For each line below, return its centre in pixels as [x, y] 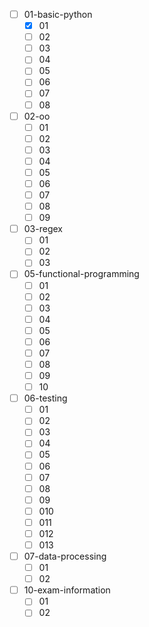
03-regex [43, 229]
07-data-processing [65, 556]
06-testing [45, 398]
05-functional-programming [81, 274]
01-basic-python [58, 14]
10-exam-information [67, 590]
